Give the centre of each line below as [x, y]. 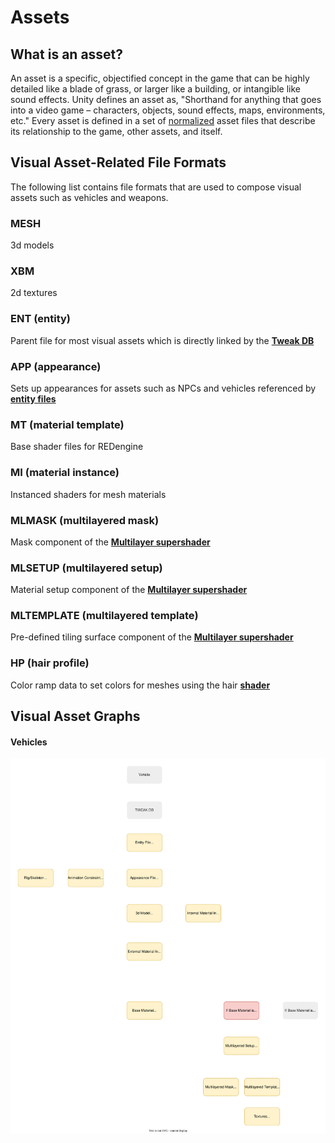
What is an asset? [67, 54]
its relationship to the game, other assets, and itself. [116, 131]
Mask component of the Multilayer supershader [110, 542]
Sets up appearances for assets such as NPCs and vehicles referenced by [163, 388]
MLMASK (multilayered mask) [85, 520]
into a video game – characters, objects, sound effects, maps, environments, [168, 110]
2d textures [34, 293]
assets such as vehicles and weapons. [89, 197]
